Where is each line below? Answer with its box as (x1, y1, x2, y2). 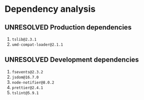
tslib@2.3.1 (11, 37, 37, 42)
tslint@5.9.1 (11, 90, 39, 96)
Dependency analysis (4, 3, 96, 15)
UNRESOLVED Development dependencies (4, 56, 139, 64)
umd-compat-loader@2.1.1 (11, 42, 63, 47)
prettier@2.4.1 (11, 85, 44, 90)
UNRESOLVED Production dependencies (4, 23, 132, 32)
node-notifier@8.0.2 (11, 80, 54, 85)
